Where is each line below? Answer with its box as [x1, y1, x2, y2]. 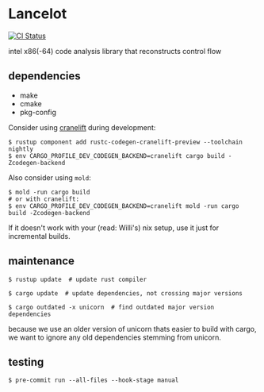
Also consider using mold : [8, 172, 91, 183]
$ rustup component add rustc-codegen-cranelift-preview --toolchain [8, 138, 243, 146]
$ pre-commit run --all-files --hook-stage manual [8, 376, 179, 385]
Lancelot [8, 5, 67, 23]
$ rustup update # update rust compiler [8, 275, 147, 283]
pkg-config [19, 107, 57, 117]
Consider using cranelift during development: [8, 122, 156, 132]
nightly [8, 144, 34, 153]
